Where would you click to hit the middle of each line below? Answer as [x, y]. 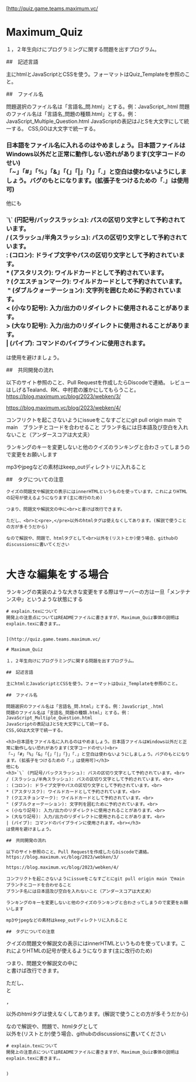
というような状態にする [54, 599]
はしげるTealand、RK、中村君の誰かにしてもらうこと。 [73, 390]
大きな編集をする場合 [58, 575]
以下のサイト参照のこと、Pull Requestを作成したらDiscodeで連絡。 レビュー [98, 382]
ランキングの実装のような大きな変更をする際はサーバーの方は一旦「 [88, 592]
